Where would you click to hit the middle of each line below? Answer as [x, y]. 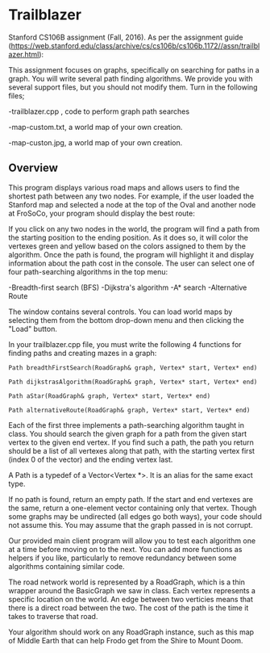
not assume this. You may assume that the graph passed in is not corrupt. [131, 525]
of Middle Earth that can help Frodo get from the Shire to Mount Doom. [126, 640]
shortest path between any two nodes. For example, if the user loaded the [131, 196]
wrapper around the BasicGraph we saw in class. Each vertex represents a [132, 590]
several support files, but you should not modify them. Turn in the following [133, 87]
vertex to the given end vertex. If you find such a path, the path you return [131, 442]
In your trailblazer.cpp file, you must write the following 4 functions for [125, 344]
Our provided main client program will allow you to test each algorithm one [132, 540]
